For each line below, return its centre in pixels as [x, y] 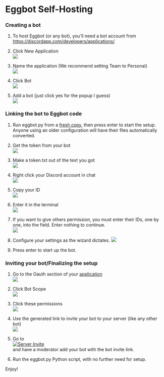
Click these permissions [38, 304]
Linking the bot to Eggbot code [44, 114]
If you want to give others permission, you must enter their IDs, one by [86, 219]
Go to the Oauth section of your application [57, 274]
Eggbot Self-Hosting [49, 9]
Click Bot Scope [29, 289]
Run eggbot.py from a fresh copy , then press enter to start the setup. [84, 125]
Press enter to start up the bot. [44, 250]
